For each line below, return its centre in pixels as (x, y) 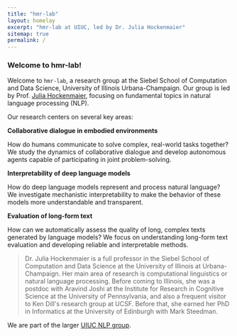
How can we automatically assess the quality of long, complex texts (106, 230)
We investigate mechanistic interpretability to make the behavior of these (114, 195)
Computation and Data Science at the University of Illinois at (112, 266)
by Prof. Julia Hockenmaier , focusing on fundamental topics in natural (109, 96)
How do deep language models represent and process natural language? (114, 187)
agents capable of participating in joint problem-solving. (89, 160)
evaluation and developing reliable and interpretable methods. (98, 245)
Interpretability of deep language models (69, 173)
